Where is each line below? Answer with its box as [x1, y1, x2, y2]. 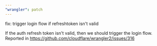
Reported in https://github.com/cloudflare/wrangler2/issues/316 [5, 35, 135, 41]
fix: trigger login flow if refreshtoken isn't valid [5, 21, 99, 26]
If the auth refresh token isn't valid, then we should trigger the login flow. [5, 30, 153, 36]
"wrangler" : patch [5, 7, 43, 12]
